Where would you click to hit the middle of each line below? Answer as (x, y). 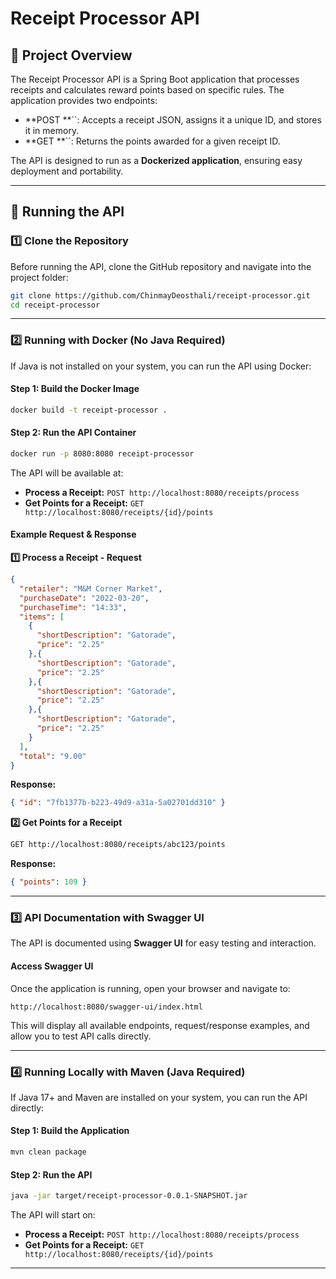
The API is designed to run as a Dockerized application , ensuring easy (156, 160)
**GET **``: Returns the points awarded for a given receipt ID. (152, 141)
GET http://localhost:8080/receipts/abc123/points (118, 845)
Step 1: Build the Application (70, 1131)
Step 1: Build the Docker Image (75, 389)
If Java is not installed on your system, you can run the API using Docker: (161, 366)
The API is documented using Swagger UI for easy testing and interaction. (163, 943)
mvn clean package (48, 1152)
